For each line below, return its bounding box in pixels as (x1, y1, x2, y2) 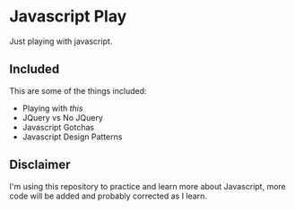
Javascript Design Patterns (22, 131, 123, 142)
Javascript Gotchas (22, 122, 95, 132)
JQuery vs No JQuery (22, 112, 103, 122)
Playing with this (22, 103, 83, 113)
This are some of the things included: (9, 85, 147, 96)
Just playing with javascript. (9, 36, 113, 46)
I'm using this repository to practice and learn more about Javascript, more (9, 181, 287, 191)
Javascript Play (9, 6, 127, 27)
